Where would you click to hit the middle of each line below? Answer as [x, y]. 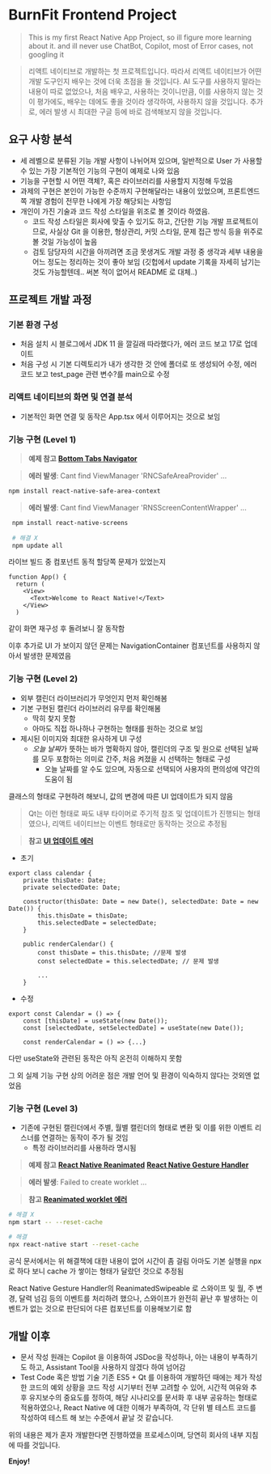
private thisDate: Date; [65, 880]
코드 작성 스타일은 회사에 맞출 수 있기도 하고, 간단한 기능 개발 [128, 221]
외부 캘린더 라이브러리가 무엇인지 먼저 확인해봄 [93, 698]
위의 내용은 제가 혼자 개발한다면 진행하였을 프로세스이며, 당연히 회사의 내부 [126, 1435]
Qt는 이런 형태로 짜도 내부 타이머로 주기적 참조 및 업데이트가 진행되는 [136, 813]
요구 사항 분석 [40, 140]
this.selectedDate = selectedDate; [97, 923]
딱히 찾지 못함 [54, 718]
